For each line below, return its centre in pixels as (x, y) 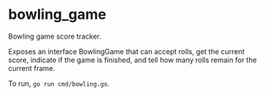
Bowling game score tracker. (55, 36)
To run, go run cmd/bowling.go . (59, 83)
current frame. (32, 68)
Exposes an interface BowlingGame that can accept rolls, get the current (127, 51)
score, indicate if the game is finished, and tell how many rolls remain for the (132, 60)
